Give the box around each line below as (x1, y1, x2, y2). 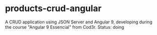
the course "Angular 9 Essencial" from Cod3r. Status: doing (5, 24, 124, 30)
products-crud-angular (5, 3, 102, 14)
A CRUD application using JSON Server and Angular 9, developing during (5, 19, 153, 25)
